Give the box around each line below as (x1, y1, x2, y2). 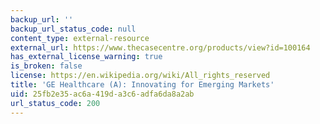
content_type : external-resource (10, 33, 150, 43)
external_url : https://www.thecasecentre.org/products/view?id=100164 (10, 42, 311, 53)
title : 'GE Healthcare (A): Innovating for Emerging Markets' (10, 80, 275, 90)
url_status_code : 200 (10, 98, 101, 108)
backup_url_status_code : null (10, 24, 137, 34)
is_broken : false (10, 61, 83, 71)
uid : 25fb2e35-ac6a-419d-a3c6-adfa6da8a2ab (10, 89, 195, 99)
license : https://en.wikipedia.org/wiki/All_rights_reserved (10, 71, 271, 81)
